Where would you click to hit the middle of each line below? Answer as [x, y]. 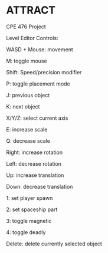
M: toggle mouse [27, 61]
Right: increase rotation [35, 152]
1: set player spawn [30, 198]
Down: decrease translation [40, 186]
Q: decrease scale [28, 141]
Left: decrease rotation [34, 163]
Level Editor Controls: [32, 38]
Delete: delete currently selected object [54, 244]
